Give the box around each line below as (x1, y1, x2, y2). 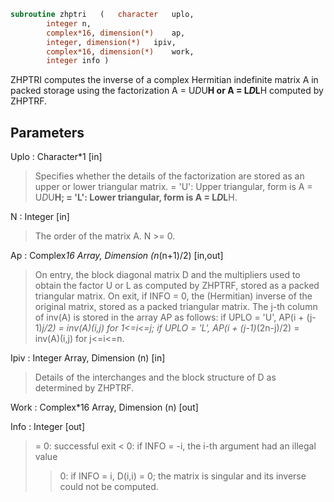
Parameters (10, 124, 85, 141)
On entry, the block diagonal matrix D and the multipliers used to (34, 269, 301, 281)
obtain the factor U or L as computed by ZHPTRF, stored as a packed (34, 280, 320, 292)
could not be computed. (59, 481, 159, 493)
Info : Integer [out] (10, 421, 86, 433)
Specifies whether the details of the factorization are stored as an (34, 170, 305, 182)
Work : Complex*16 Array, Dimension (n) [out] (10, 401, 199, 414)
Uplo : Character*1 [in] (10, 151, 103, 163)
